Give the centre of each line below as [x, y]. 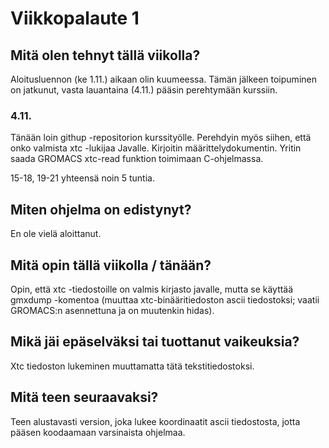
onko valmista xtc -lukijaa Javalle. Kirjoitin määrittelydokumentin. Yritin [156, 148]
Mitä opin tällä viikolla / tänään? [111, 265]
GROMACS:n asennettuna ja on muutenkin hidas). [112, 310]
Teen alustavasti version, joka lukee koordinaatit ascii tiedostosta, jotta [155, 421]
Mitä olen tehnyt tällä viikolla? [105, 55]
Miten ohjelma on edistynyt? [101, 209]
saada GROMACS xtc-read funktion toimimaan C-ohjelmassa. [137, 159]
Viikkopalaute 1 [75, 18]
